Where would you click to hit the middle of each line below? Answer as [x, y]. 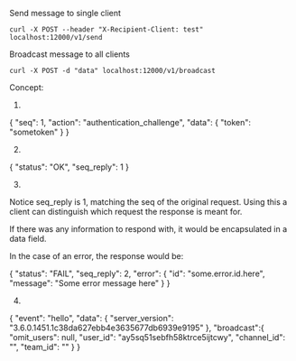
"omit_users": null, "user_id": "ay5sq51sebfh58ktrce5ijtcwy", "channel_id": [148, 337]
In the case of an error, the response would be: [97, 256]
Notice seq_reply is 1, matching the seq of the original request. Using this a [148, 202]
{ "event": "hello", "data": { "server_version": [92, 318]
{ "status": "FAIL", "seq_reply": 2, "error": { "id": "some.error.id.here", [137, 273]
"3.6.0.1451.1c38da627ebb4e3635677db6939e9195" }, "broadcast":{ [137, 328]
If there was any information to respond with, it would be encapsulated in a [148, 229]
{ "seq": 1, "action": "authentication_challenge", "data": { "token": [130, 122]
